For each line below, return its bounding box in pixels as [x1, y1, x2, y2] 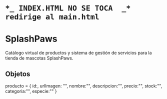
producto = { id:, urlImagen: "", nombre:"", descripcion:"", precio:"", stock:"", [5, 82, 162, 88]
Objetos [5, 69, 30, 78]
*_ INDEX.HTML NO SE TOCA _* [5, 3, 131, 13]
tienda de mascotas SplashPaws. [5, 55, 73, 61]
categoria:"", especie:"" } [5, 88, 57, 94]
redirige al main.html [5, 12, 99, 22]
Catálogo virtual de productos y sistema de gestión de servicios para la [5, 50, 152, 56]
